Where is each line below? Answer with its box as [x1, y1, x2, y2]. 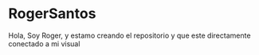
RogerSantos [8, 5, 96, 23]
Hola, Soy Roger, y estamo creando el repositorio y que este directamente [8, 31, 251, 40]
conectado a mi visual [8, 38, 80, 48]
